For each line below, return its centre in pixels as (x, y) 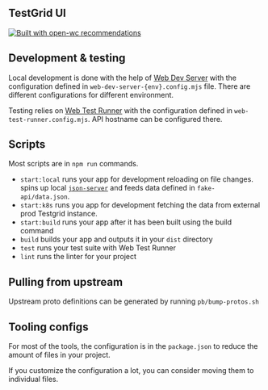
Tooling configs (48, 327)
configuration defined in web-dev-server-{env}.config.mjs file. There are (130, 86)
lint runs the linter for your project (78, 257)
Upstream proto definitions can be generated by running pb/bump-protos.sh (134, 301)
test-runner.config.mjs (48, 120)
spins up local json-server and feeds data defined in (107, 188)
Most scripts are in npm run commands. (73, 164)
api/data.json (44, 197)
